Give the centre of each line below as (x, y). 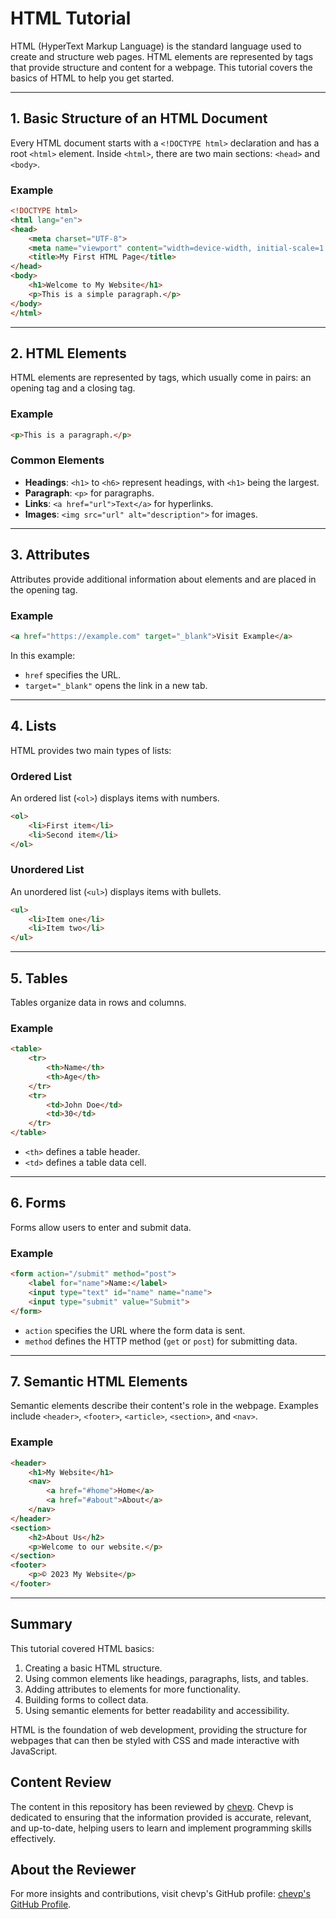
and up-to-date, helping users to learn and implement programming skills (161, 1828)
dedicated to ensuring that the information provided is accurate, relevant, (161, 1817)
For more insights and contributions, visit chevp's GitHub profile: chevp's (160, 1894)
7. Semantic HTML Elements (99, 1381)
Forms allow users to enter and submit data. (101, 1227)
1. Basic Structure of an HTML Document (139, 118)
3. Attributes (50, 555)
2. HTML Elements (68, 353)
